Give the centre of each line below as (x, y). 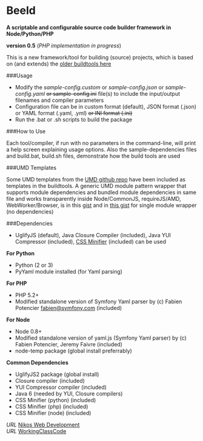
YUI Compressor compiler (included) (61, 387)
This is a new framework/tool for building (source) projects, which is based (100, 57)
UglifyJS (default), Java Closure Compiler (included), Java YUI (93, 235)
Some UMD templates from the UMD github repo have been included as (96, 179)
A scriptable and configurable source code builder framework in (89, 27)
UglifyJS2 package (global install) (57, 374)
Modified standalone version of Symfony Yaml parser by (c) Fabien (98, 301)
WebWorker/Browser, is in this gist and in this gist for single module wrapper (101, 205)
